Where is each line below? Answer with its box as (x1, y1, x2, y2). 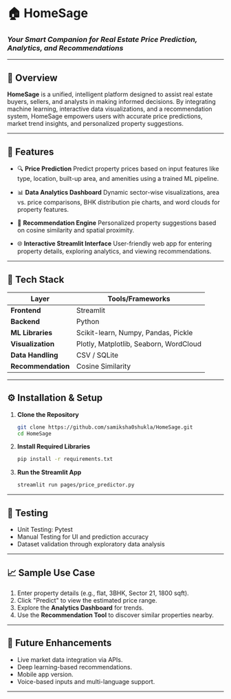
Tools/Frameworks (107, 294, 170, 303)
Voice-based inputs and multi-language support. (16, 677, 155, 685)
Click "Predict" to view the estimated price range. (16, 596, 157, 604)
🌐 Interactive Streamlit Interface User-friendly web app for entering (16, 239, 212, 248)
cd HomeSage (16, 430, 52, 437)
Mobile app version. (16, 670, 74, 678)
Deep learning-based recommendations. (16, 663, 133, 671)
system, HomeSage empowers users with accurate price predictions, (7, 112, 203, 120)
